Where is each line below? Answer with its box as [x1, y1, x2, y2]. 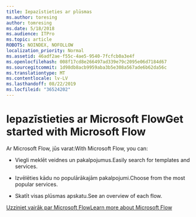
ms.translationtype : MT [6, 70, 66, 76]
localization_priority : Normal [6, 48, 84, 54]
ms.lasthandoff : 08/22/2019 [6, 81, 76, 87]
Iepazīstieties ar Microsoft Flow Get [6, 112, 184, 126]
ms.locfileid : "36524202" [6, 87, 71, 93]
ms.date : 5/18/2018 [6, 25, 55, 32]
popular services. [14, 181, 58, 188]
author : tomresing [6, 20, 52, 26]
